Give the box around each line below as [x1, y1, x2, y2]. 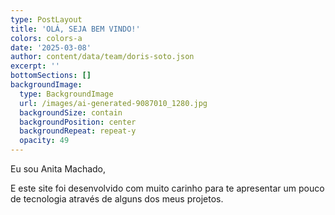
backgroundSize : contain [19, 107, 123, 118]
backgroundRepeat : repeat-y [19, 126, 137, 136]
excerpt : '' [10, 61, 60, 71]
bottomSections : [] [10, 71, 92, 81]
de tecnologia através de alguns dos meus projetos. [10, 193, 224, 205]
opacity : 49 [19, 136, 70, 146]
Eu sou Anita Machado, [10, 163, 107, 175]
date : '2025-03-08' [10, 42, 92, 53]
